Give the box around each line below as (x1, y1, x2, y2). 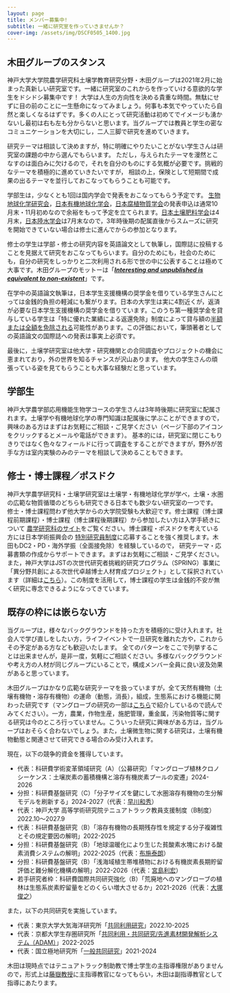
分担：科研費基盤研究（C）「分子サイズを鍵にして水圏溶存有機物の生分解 (16, 788, 223, 797)
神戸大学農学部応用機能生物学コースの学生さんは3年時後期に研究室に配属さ (7, 405, 221, 413)
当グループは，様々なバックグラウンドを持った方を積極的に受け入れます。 (7, 626, 217, 634)
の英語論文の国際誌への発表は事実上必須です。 (7, 332, 139, 340)
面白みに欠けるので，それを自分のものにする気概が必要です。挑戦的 (30, 159, 223, 168)
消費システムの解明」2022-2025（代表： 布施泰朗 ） (23, 849, 170, 857)
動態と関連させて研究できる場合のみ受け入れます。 (12, 735, 157, 743)
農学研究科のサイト (26, 524, 81, 533)
